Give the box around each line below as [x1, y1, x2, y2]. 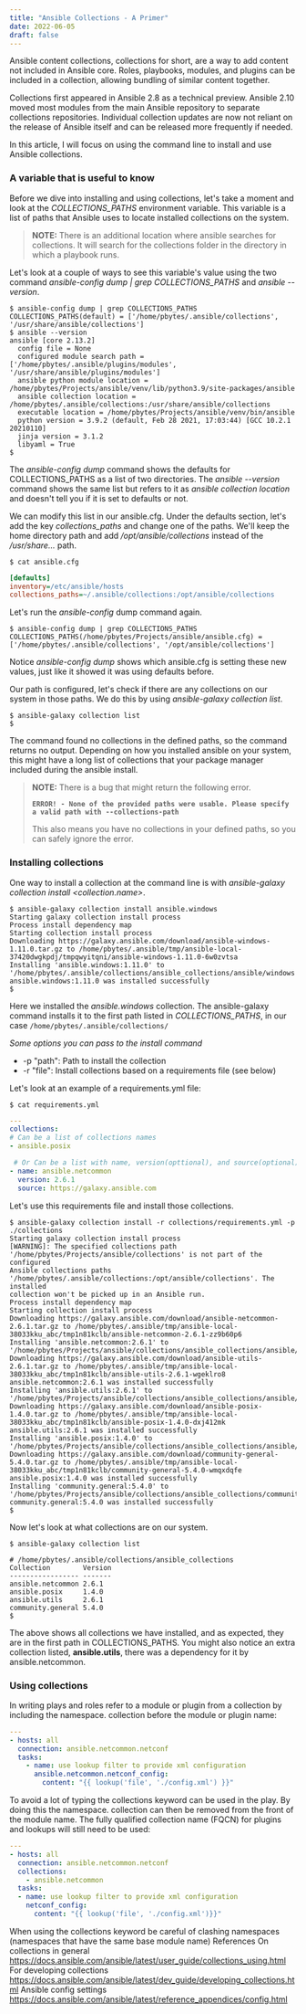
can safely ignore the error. [31, 833, 134, 845]
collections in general [9, 1945, 90, 1956]
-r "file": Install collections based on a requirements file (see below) [22, 1065, 277, 1076]
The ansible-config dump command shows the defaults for [9, 463, 230, 475]
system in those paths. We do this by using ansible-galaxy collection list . [9, 693, 283, 704]
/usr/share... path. [9, 540, 77, 551]
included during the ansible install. [9, 764, 138, 775]
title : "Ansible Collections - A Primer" [9, 13, 169, 23]
